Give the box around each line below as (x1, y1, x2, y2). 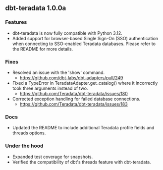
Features (5, 19, 27, 26)
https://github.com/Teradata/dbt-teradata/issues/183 (19, 101, 128, 107)
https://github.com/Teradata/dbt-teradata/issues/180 (19, 90, 128, 96)
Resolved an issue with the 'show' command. (12, 69, 105, 75)
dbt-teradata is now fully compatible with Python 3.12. (12, 30, 122, 36)
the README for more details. (12, 46, 73, 52)
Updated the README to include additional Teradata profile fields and (12, 125, 155, 131)
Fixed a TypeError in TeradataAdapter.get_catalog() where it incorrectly (12, 80, 158, 86)
